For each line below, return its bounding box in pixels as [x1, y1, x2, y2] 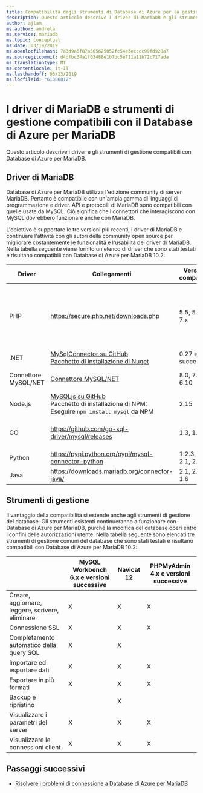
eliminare [9, 613, 36, 622]
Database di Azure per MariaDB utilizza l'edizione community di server [6, 188, 182, 196]
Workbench [72, 565, 108, 574]
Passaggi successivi [6, 764, 86, 774]
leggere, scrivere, [9, 606, 59, 614]
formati [9, 683, 30, 691]
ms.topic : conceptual [6, 37, 61, 43]
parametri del [9, 718, 47, 726]
